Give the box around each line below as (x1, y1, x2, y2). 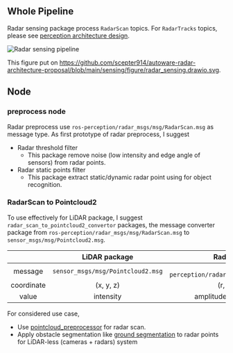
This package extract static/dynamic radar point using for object (27, 173, 212, 181)
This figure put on (7, 58, 58, 67)
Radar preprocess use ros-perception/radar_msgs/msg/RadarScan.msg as (7, 122, 214, 131)
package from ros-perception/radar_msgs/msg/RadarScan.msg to (7, 228, 190, 236)
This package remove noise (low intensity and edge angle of (27, 151, 201, 159)
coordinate (10, 280, 46, 290)
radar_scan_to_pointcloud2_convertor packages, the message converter (7, 220, 216, 229)
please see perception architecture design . (7, 31, 130, 40)
